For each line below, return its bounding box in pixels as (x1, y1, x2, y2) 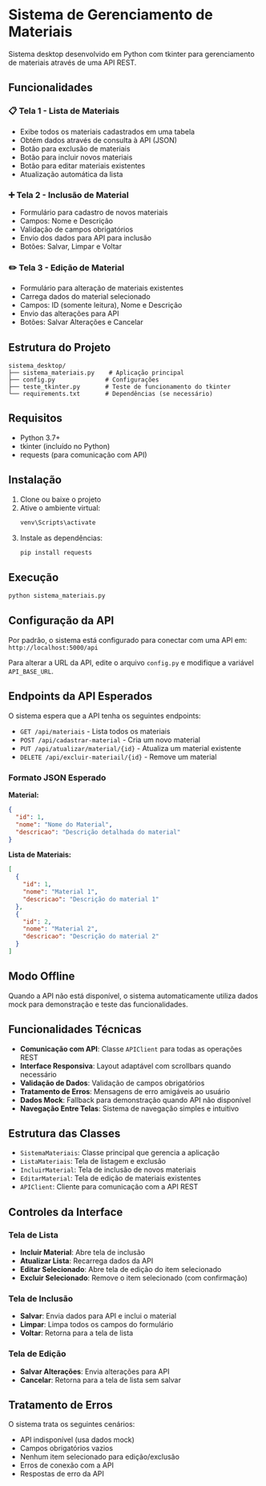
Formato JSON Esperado (8, 772, 107, 783)
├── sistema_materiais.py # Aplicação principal (8, 369, 184, 378)
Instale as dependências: (19, 533, 103, 543)
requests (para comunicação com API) (19, 450, 147, 459)
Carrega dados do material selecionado (19, 292, 151, 301)
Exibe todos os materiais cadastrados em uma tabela (19, 127, 195, 136)
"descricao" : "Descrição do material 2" (22, 932, 159, 941)
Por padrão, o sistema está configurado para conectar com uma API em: (8, 635, 248, 644)
